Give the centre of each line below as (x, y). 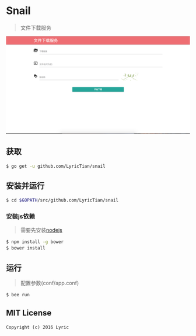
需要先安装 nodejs (41, 230)
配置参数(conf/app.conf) (50, 283)
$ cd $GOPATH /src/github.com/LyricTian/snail (62, 200)
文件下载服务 (36, 27)
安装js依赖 (21, 216)
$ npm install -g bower (35, 242)
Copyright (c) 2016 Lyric (37, 327)
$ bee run (18, 295)
